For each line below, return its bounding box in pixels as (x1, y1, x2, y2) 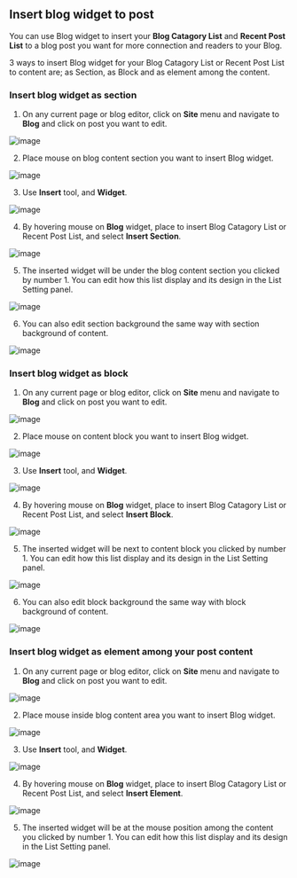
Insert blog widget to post (9, 7, 155, 22)
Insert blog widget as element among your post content (9, 646, 254, 658)
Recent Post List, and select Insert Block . (21, 509, 174, 520)
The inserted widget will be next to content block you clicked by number (21, 544, 286, 554)
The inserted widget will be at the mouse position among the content (21, 822, 274, 833)
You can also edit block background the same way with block (21, 597, 246, 608)
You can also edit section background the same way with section (21, 318, 260, 329)
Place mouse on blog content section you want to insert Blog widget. (21, 153, 274, 163)
